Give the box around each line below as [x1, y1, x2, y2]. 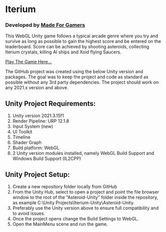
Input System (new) [12, 124, 54, 130]
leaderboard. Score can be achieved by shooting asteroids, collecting [5, 44, 149, 50]
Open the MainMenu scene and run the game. [12, 221, 108, 227]
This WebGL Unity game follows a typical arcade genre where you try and [5, 33, 158, 39]
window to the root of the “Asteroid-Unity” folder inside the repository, [12, 194, 158, 200]
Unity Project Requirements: [5, 99, 96, 108]
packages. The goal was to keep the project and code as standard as [5, 74, 148, 80]
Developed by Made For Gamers [5, 22, 86, 29]
